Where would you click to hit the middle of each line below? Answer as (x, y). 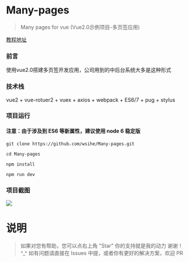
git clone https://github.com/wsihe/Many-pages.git (70, 144)
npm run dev (20, 174)
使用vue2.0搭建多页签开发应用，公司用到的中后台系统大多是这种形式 (89, 70)
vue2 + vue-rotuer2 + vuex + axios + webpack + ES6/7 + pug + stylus (91, 99)
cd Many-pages (23, 154)
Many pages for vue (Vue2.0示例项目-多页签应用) (80, 27)
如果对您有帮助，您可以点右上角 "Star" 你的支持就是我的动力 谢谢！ (102, 246)
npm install (20, 164)
